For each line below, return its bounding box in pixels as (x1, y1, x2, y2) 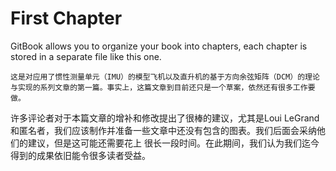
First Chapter (10, 7, 123, 30)
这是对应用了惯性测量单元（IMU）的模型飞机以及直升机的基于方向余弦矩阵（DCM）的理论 (10, 72, 320, 82)
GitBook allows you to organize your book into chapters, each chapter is (10, 40, 308, 52)
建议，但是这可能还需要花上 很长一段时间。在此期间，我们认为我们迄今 (27, 137, 320, 149)
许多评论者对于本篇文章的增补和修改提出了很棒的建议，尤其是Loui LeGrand (10, 112, 320, 124)
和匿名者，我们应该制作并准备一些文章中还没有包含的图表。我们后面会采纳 (10, 124, 317, 136)
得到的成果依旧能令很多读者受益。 (10, 149, 151, 161)
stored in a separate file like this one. (10, 50, 162, 62)
